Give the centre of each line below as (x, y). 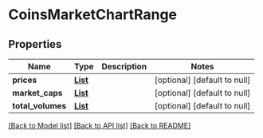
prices (25, 80)
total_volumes (39, 106)
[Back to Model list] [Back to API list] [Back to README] (100, 126)
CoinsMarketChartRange (93, 15)
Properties (35, 44)
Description (124, 67)
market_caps (37, 93)
